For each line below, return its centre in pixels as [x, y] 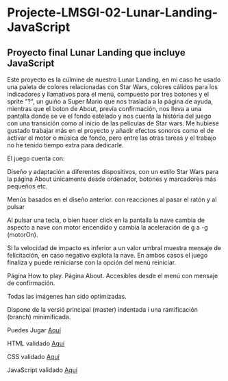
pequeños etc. [27, 186]
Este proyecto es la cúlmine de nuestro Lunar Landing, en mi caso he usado [114, 79]
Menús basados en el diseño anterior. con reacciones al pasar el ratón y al [112, 199]
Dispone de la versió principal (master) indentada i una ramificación [103, 309]
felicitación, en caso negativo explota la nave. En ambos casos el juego [107, 255]
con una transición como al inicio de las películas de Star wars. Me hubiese [113, 123]
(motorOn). [23, 235]
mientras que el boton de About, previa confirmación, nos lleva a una [104, 109]
